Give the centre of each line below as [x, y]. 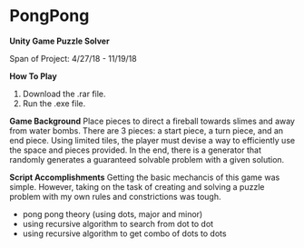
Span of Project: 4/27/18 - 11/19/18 [74, 58]
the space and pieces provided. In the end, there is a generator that [135, 150]
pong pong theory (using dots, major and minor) [113, 213]
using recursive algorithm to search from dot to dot [118, 223]
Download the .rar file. [64, 94]
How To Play [33, 76]
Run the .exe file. [54, 103]
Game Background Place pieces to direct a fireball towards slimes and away [152, 121]
